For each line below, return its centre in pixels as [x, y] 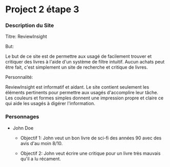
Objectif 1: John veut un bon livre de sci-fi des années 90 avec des [91, 138]
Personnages [22, 117]
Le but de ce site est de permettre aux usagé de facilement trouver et [79, 56]
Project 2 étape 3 [42, 9]
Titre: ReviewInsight [26, 36]
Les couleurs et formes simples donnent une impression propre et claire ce [84, 98]
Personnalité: [19, 77]
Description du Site [30, 26]
